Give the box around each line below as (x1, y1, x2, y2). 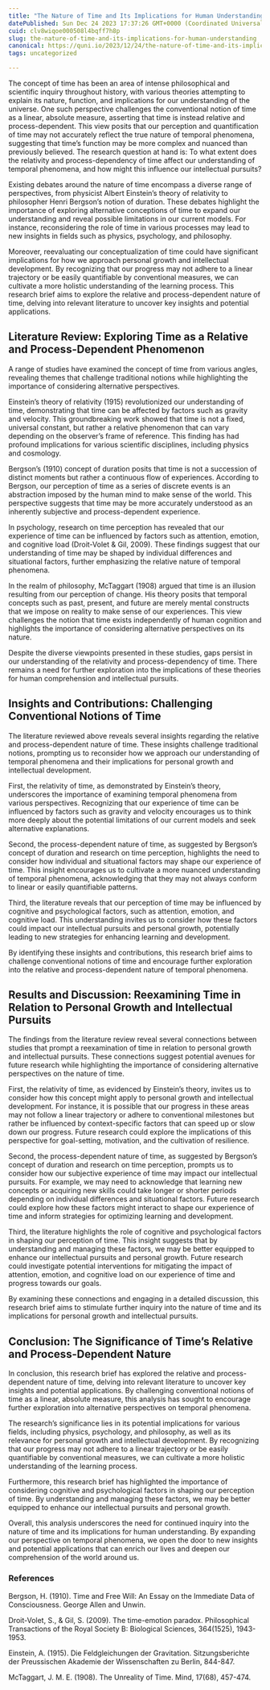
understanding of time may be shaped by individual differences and (8, 547, 232, 557)
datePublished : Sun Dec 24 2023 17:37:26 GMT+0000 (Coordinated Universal (8, 19, 264, 27)
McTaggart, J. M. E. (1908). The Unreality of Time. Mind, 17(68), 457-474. (8, 1672, 252, 1682)
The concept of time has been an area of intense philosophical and (8, 78, 231, 88)
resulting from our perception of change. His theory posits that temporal (8, 589, 247, 599)
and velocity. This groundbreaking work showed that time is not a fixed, (8, 414, 245, 423)
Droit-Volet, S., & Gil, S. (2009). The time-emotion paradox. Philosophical (8, 1615, 249, 1625)
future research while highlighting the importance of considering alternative (8, 1060, 259, 1070)
